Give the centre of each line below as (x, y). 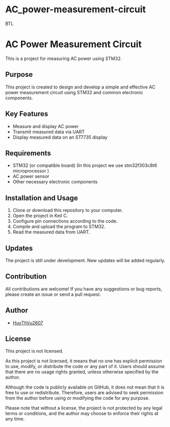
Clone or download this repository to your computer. (68, 210)
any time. (15, 419)
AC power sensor (31, 176)
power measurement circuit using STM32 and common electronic (74, 92)
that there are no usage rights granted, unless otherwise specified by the (82, 372)
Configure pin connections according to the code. (65, 221)
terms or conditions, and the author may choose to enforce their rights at (82, 414)
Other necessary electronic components (55, 182)
